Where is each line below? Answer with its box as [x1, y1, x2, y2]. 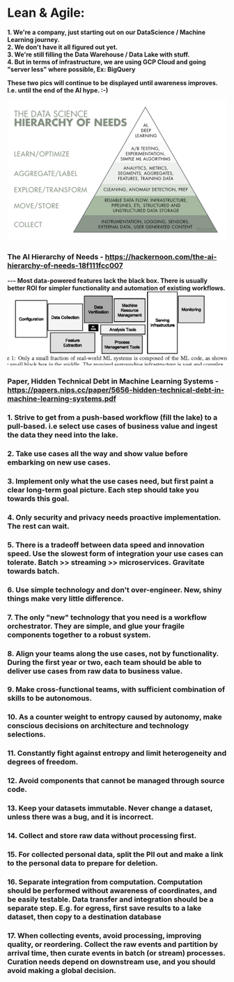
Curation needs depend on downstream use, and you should [7, 957, 216, 967]
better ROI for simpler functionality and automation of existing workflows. [7, 284, 226, 293]
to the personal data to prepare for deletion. [7, 858, 158, 867]
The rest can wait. [7, 521, 70, 531]
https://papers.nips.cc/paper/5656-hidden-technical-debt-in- [7, 386, 225, 395]
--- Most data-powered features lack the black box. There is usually [7, 277, 208, 285]
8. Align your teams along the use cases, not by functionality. [7, 648, 219, 658]
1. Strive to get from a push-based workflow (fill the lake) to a [7, 413, 218, 423]
